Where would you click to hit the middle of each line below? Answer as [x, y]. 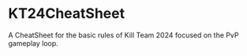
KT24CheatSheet [66, 14]
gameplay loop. [34, 43]
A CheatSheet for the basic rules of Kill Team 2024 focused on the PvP [123, 35]
